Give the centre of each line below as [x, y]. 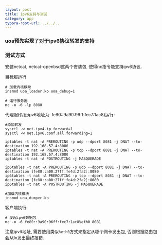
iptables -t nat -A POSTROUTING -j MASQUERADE [53, 159]
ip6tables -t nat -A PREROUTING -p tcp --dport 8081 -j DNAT [68, 176]
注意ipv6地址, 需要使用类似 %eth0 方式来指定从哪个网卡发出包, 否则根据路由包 [81, 232]
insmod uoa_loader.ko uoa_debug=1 [40, 91]
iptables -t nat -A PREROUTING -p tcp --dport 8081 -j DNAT [67, 150]
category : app [19, 18]
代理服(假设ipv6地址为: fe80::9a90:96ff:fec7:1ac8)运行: [60, 115]
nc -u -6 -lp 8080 [24, 105]
